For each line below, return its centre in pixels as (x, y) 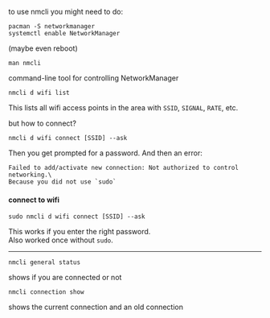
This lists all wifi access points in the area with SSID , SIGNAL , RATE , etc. (123, 107)
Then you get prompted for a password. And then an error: (105, 153)
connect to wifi (34, 200)
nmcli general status (45, 262)
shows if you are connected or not (65, 278)
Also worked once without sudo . (61, 240)
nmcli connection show (46, 292)
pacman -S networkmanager (51, 27)
